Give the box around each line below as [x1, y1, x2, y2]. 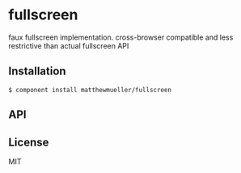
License [8, 135, 49, 149]
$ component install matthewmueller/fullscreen [8, 86, 172, 94]
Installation [8, 65, 66, 78]
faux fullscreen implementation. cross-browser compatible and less [8, 32, 234, 42]
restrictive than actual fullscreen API [8, 40, 129, 50]
